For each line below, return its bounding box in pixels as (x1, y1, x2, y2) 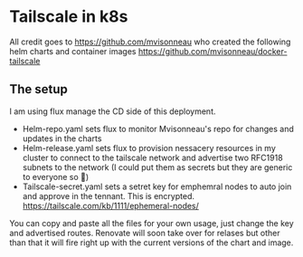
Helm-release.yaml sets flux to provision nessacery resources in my (22, 142, 276, 153)
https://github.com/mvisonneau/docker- (137, 45, 288, 56)
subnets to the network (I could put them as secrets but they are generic (22, 161, 293, 173)
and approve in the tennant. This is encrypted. (22, 190, 195, 201)
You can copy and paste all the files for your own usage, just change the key (9, 217, 294, 228)
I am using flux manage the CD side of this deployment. (9, 106, 216, 117)
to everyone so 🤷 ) (22, 171, 90, 182)
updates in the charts (22, 133, 102, 144)
